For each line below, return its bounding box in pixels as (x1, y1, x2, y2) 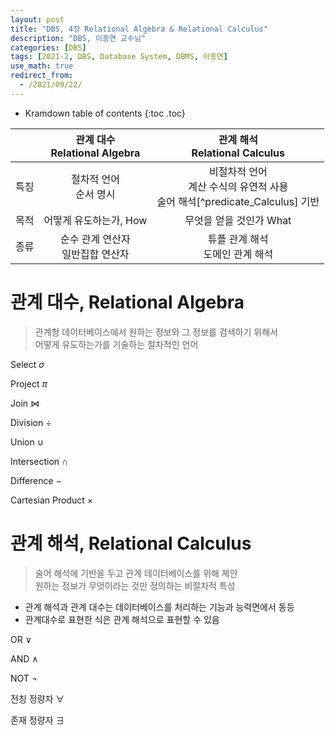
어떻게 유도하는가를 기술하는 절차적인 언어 (34, 338, 199, 350)
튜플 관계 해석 (207, 232, 269, 246)
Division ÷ (10, 416, 52, 428)
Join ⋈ (10, 397, 40, 409)
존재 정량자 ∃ (10, 714, 65, 726)
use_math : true (10, 61, 74, 71)
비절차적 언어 (208, 164, 268, 178)
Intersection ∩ (10, 455, 69, 467)
